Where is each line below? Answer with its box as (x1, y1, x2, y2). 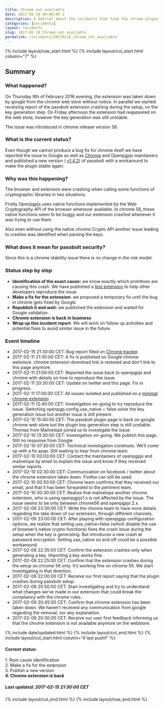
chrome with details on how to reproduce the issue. (12, 375, 116, 381)
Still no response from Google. (12, 438, 74, 444)
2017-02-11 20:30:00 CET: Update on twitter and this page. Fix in (12, 380, 143, 386)
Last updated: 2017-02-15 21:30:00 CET (5, 684, 89, 690)
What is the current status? (5, 136, 71, 143)
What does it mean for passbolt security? (5, 244, 106, 251)
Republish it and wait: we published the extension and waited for (12, 304, 144, 310)
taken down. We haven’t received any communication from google (12, 605, 146, 611)
